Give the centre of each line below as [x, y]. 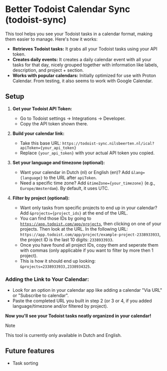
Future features [30, 351]
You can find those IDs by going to [56, 218]
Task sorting [25, 363]
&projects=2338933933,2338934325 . [55, 266]
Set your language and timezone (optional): [59, 162]
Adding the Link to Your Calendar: [47, 279]
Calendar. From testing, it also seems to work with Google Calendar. [82, 81]
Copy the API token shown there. [54, 123]
